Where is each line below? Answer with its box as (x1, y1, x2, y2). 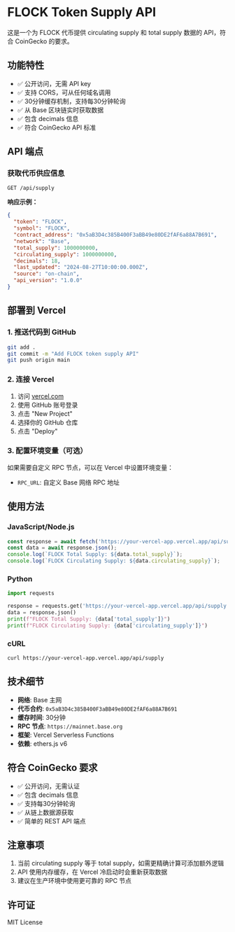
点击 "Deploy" (17, 426, 58, 435)
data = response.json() (7, 609, 77, 616)
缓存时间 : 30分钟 (17, 713, 66, 721)
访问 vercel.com (17, 391, 64, 400)
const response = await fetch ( (7, 538, 99, 545)
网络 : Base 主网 (17, 695, 62, 704)
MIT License (7, 918, 43, 926)
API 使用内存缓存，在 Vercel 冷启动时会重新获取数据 (17, 868, 168, 876)
